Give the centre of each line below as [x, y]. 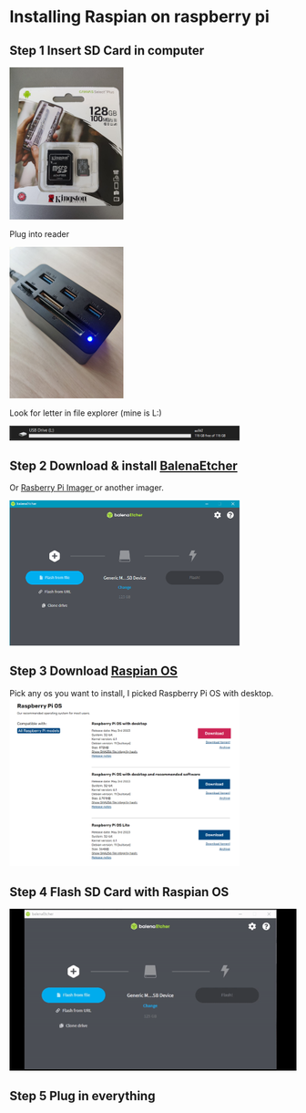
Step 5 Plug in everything [82, 1096]
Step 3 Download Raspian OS [94, 671]
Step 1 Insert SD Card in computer [107, 51]
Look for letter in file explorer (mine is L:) [86, 413]
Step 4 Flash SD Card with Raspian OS [119, 892]
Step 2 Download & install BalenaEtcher [124, 465]
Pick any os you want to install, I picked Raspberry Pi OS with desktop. [142, 693]
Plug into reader [40, 233]
